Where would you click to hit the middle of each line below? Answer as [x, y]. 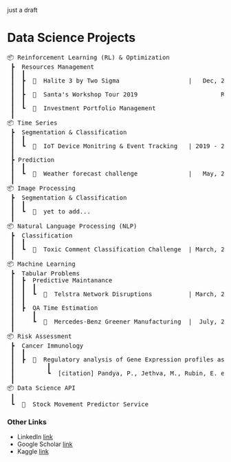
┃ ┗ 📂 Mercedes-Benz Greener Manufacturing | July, [114, 322]
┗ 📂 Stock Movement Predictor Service [80, 404]
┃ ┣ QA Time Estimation [54, 308]
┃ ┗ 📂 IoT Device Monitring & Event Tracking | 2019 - [114, 146]
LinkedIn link [35, 437]
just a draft [22, 10]
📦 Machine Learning [41, 264]
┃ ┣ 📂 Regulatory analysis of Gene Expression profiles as [118, 359]
